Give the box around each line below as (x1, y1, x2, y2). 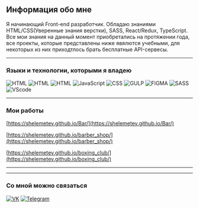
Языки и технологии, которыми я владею (6, 66, 132, 74)
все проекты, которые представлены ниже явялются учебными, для (6, 39, 180, 46)
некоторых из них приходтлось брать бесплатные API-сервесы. (6, 46, 169, 53)
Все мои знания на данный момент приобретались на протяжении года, (6, 33, 190, 40)
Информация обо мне (6, 5, 92, 15)
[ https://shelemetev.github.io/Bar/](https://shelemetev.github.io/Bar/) (6, 120, 175, 127)
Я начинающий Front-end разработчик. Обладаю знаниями (6, 20, 156, 27)
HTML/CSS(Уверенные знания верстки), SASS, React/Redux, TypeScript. (6, 27, 188, 34)
